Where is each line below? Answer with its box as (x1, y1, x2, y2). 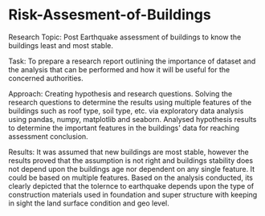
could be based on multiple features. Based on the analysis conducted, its (8, 173, 253, 182)
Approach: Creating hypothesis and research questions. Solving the (8, 88, 233, 98)
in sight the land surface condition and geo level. (8, 198, 170, 208)
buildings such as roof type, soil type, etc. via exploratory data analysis (8, 106, 244, 116)
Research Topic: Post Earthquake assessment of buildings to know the (8, 32, 242, 42)
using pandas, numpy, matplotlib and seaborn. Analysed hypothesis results (8, 114, 257, 124)
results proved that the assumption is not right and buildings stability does (8, 155, 254, 165)
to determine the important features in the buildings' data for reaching (8, 123, 239, 132)
